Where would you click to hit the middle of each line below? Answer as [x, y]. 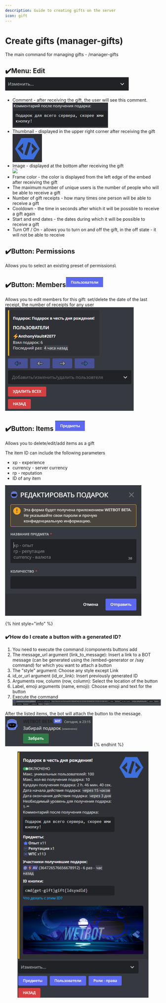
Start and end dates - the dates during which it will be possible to [79, 219]
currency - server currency [40, 468]
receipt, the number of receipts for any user [50, 305]
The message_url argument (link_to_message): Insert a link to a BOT [82, 654]
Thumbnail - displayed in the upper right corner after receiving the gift [84, 131]
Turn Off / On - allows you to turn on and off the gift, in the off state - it [84, 230]
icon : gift [16, 16]
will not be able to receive [39, 235]
